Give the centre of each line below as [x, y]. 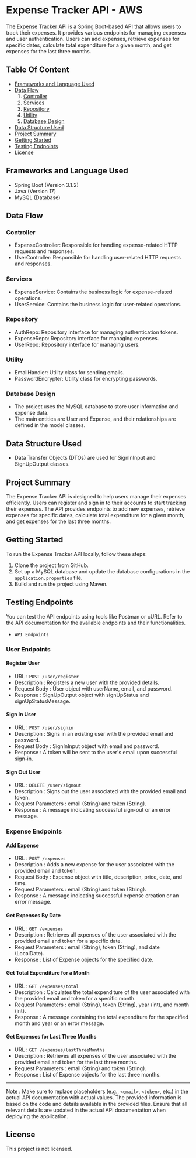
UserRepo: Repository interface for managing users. [77, 344]
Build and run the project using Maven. [61, 584]
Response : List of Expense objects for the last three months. [88, 1074]
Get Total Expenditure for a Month [48, 973]
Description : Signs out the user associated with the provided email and [100, 791]
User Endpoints [28, 649]
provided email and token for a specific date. [68, 941]
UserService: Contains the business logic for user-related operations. [98, 304]
